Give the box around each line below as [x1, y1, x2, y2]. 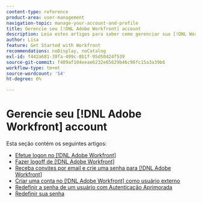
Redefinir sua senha [14, 190, 65, 198]
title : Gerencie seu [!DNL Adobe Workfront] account [6, 25, 141, 32]
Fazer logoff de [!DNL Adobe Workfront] [14, 158, 115, 166]
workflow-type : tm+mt [6, 64, 61, 71]
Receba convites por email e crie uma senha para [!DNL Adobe [14, 164, 171, 172]
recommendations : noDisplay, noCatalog [6, 48, 106, 54]
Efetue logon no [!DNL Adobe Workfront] [14, 152, 116, 159]
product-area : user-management [6, 14, 85, 20]
